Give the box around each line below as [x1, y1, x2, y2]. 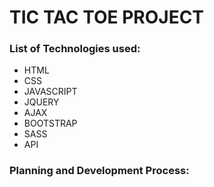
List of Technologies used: [9, 42, 141, 56]
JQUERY [23, 96, 60, 108]
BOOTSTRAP [23, 117, 78, 130]
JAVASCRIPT [23, 86, 78, 98]
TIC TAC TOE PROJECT [9, 6, 205, 29]
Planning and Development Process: [9, 164, 190, 178]
